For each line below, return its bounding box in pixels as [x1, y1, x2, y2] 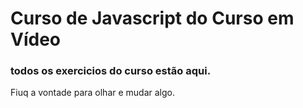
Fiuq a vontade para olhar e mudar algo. [10, 87, 176, 99]
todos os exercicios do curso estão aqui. [10, 64, 212, 78]
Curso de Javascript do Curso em [10, 7, 295, 30]
